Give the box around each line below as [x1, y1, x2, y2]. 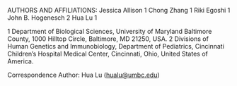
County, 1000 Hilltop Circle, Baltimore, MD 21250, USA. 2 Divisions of [7, 35, 209, 43]
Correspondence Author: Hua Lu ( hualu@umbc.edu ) [7, 70, 161, 79]
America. [7, 57, 34, 66]
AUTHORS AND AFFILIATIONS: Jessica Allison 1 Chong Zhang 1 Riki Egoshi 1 [7, 6, 231, 14]
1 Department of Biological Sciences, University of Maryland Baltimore [7, 27, 212, 35]
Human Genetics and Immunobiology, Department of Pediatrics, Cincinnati [7, 42, 225, 50]
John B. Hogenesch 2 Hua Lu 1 [7, 13, 98, 22]
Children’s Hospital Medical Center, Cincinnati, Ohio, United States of [7, 49, 209, 58]
